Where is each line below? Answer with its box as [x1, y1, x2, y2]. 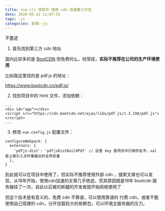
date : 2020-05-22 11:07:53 [5, 12, 60, 17]
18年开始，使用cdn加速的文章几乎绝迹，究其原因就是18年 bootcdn [18, 178, 152, 184]
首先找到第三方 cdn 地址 [12, 45, 61, 52]
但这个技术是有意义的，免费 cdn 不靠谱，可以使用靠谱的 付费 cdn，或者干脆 [5, 194, 159, 200]
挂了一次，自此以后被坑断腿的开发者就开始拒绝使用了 [13, 184, 121, 190]
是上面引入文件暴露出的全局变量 [5, 154, 60, 159]
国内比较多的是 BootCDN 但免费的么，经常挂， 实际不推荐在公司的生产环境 [5, 56, 156, 62]
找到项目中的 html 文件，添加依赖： [12, 93, 84, 99]
